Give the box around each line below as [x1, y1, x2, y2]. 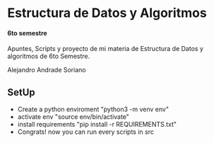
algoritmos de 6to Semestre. [7, 52, 90, 61]
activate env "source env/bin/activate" [17, 113, 129, 121]
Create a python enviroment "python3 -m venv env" [17, 105, 170, 114]
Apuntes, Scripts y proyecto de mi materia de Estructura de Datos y [7, 45, 203, 53]
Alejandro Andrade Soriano [7, 66, 86, 74]
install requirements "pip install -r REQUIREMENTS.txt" [17, 120, 177, 129]
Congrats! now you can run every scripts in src [17, 127, 154, 136]
